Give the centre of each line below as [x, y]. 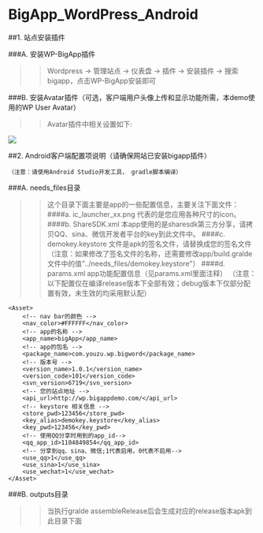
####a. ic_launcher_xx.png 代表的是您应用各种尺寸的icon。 [144, 214]
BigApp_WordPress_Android [103, 15]
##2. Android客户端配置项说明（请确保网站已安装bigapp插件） [109, 155]
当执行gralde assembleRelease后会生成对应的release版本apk [146, 511]
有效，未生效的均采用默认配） [102, 293]
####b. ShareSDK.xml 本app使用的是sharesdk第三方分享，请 [146, 224]
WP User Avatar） [51, 107]
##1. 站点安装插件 [37, 37]
